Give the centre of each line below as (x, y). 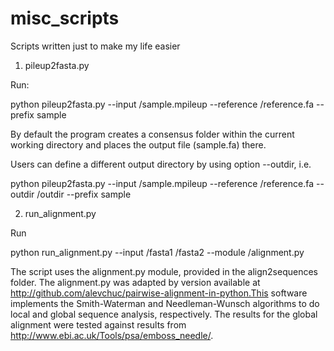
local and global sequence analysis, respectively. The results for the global (164, 314)
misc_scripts (65, 18)
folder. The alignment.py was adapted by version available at (135, 282)
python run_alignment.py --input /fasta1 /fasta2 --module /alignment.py (157, 252)
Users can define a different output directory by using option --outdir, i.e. (161, 164)
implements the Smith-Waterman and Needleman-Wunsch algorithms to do (165, 303)
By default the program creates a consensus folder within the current (152, 134)
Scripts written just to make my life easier (95, 46)
